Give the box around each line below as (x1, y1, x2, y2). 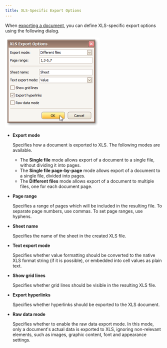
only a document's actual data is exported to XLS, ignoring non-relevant (12, 326, 161, 332)
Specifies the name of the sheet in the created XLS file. (12, 232, 126, 238)
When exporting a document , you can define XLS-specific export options (5, 22, 156, 28)
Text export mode (12, 242, 50, 248)
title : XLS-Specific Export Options (5, 8, 81, 13)
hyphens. (12, 213, 32, 219)
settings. (12, 336, 31, 342)
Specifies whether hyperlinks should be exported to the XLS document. (12, 301, 160, 307)
